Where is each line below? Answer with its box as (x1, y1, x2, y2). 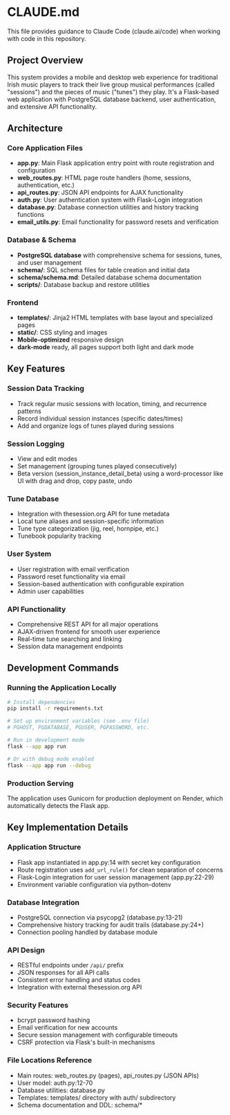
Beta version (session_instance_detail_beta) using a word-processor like (17, 469, 224, 478)
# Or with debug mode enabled (7, 755, 95, 762)
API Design (7, 945, 45, 955)
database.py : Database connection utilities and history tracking (17, 203, 199, 211)
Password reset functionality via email (17, 572, 126, 581)
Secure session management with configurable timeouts (17, 1030, 178, 1039)
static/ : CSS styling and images (17, 328, 108, 337)
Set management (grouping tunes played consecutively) (17, 462, 178, 471)
